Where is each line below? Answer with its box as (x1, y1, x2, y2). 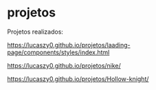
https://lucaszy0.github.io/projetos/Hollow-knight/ (7, 74, 149, 83)
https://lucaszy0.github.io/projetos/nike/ (7, 61, 122, 69)
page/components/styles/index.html (7, 48, 110, 56)
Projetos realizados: (7, 27, 64, 36)
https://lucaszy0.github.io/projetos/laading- (7, 41, 131, 49)
